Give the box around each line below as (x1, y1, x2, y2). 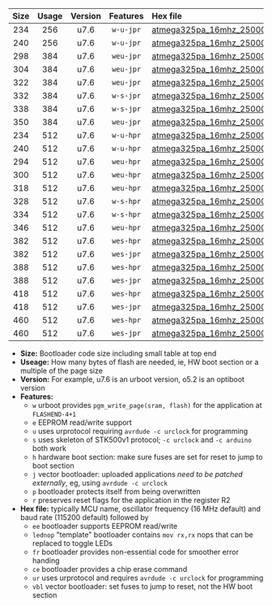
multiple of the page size (19, 366, 104, 375)
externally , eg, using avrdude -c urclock (32, 478, 168, 487)
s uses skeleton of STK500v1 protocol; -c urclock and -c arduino (32, 435, 253, 444)
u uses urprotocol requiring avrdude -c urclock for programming (32, 426, 249, 435)
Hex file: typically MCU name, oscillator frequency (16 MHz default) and (19, 504, 261, 513)
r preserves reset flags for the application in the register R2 (32, 496, 231, 504)
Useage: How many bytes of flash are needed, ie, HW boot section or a (19, 357, 259, 366)
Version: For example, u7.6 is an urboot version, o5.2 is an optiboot (19, 374, 245, 384)
